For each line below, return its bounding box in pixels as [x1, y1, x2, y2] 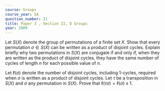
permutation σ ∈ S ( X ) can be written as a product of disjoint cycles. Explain [5, 45, 161, 50]
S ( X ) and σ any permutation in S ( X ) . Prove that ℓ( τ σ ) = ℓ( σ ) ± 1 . [5, 80, 133, 87]
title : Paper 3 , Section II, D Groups [5, 21, 88, 26]
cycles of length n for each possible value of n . [5, 60, 101, 66]
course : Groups [5, 7, 37, 12]
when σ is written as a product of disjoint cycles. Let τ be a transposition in [5, 75, 158, 81]
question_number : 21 [5, 16, 48, 21]
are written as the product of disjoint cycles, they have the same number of [5, 55, 159, 61]
